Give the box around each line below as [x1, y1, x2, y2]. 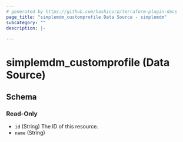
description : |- [6, 25, 46, 31]
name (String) [14, 129, 45, 136]
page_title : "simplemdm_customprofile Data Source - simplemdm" [6, 14, 167, 20]
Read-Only [6, 110, 38, 118]
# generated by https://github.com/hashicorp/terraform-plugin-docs [6, 8, 178, 15]
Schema [6, 92, 37, 102]
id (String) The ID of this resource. [14, 123, 99, 130]
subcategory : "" [6, 19, 46, 25]
